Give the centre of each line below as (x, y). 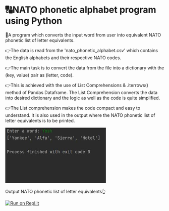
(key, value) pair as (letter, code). (40, 75)
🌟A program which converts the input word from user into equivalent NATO (83, 35)
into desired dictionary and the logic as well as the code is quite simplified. (83, 98)
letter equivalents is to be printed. (40, 120)
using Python (34, 21)
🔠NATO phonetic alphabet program (81, 10)
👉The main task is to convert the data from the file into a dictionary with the (85, 68)
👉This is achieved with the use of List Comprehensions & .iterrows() (77, 85)
